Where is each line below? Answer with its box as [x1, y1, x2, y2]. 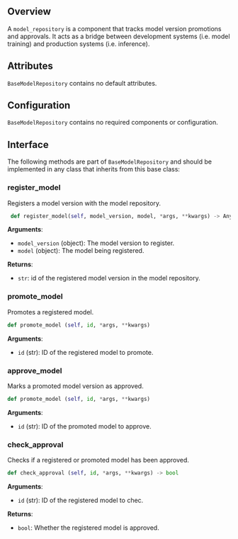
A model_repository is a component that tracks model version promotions [7, 24, 222, 33]
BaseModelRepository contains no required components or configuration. [7, 118, 218, 127]
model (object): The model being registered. [17, 246, 144, 255]
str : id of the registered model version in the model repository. [17, 274, 200, 283]
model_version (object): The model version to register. [17, 239, 175, 247]
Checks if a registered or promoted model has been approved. [7, 456, 190, 465]
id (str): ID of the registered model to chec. [17, 496, 144, 504]
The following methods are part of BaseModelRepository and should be [7, 157, 212, 166]
